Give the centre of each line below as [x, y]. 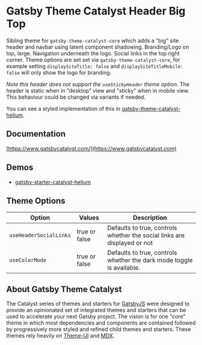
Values [89, 218]
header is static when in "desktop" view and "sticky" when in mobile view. [98, 90]
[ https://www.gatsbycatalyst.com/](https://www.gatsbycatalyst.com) [91, 148]
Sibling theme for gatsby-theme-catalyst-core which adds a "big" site [93, 40]
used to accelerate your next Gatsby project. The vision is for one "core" [96, 317]
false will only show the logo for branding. [59, 72]
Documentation [36, 134]
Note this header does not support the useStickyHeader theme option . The [98, 84]
